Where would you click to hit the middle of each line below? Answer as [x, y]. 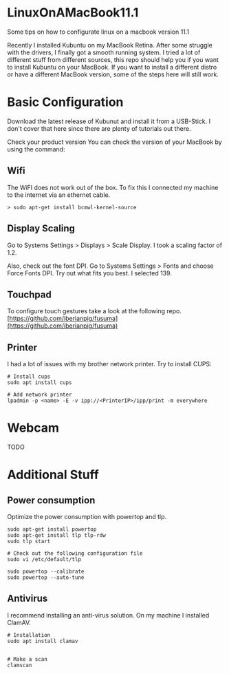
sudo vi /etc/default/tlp [44, 560]
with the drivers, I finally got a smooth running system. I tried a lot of [104, 52]
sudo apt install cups [40, 383]
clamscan [20, 665]
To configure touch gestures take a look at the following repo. [95, 311]
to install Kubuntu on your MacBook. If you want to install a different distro [112, 67]
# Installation [29, 635]
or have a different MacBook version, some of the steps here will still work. [113, 74]
